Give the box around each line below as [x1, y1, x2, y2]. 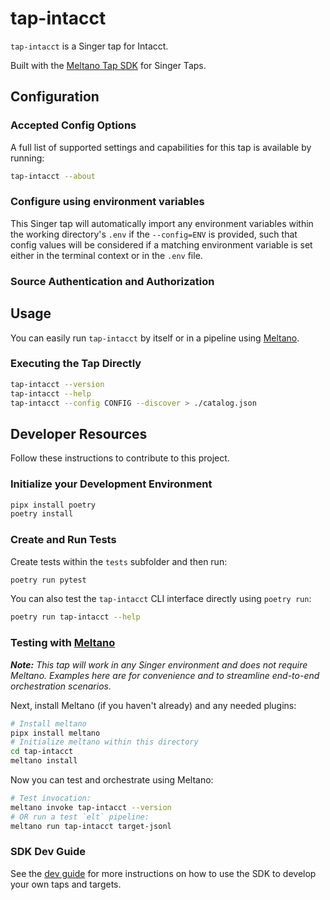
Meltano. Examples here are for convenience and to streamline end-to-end [10, 669, 320, 681]
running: [10, 152, 45, 164]
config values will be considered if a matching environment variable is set [10, 238, 313, 251]
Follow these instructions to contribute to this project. [10, 452, 230, 464]
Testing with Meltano [10, 636, 116, 650]
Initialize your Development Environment [10, 477, 213, 491]
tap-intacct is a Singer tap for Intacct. [10, 40, 169, 52]
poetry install [10, 509, 74, 519]
